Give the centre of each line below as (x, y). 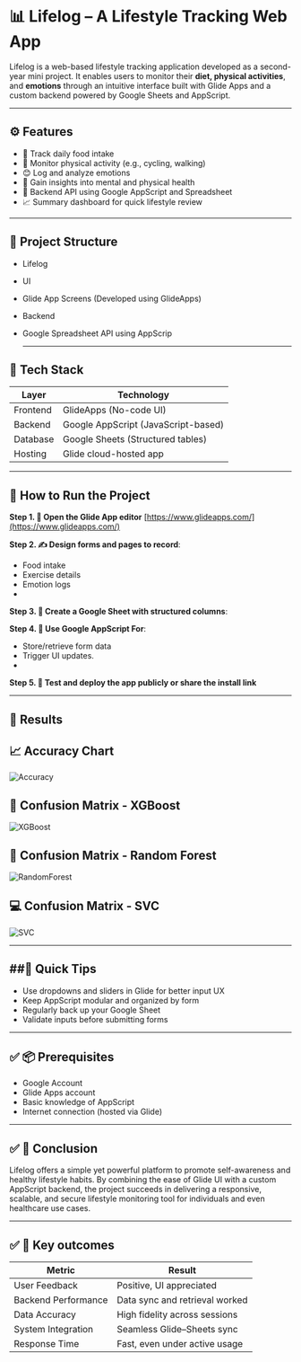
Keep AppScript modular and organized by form (111, 1000)
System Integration (54, 1330)
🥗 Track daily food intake (68, 154)
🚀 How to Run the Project (80, 495)
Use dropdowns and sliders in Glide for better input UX (124, 991)
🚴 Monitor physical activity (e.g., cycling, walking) (114, 163)
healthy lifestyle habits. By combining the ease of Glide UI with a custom (143, 1180)
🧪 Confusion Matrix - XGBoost (95, 805)
